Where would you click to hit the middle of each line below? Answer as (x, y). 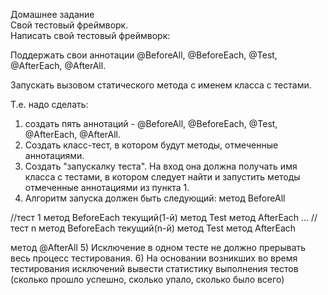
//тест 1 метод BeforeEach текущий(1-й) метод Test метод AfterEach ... (160, 217)
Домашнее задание (52, 14)
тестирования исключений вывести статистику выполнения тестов (154, 268)
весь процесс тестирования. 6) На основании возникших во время (154, 258)
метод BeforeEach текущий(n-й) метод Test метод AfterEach (167, 228)
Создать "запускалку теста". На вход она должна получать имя (161, 166)
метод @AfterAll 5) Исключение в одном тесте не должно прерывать (158, 247)
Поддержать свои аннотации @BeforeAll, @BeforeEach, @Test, (144, 55)
